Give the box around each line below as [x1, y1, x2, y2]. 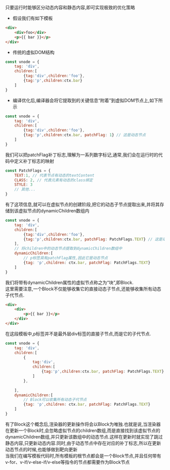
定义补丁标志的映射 [14, 158, 54, 164]
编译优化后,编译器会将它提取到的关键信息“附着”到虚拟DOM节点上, [12, 97, 150, 103]
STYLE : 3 [14, 182, 33, 187]
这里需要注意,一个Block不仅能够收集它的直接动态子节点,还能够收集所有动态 [5, 285, 161, 292]
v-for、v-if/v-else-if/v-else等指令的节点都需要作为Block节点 [5, 459, 130, 465]
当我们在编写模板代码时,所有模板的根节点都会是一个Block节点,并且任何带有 [5, 452, 161, 459]
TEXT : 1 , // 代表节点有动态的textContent [14, 173, 95, 178]
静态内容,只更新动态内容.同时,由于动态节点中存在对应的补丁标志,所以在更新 [5, 440, 161, 446]
